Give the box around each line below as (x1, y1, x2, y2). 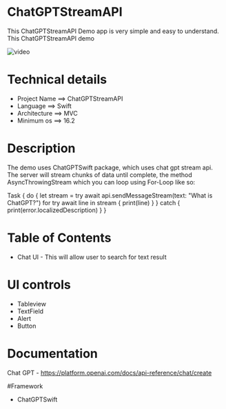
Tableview (17, 300, 47, 308)
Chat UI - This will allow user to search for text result (17, 253, 167, 261)
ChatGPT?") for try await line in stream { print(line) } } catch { (7, 198, 181, 207)
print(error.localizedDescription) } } (7, 206, 107, 214)
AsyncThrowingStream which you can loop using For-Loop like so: (7, 178, 196, 186)
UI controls (7, 277, 71, 293)
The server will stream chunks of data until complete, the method (7, 170, 193, 179)
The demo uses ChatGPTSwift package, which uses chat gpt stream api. (7, 163, 214, 171)
